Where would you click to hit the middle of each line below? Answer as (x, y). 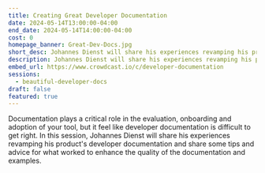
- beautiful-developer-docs (62, 81)
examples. (25, 161)
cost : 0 (21, 38)
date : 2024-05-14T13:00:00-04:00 (63, 23)
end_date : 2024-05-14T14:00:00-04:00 (70, 30)
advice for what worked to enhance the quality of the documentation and (127, 152)
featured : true (33, 96)
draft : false (30, 89)
